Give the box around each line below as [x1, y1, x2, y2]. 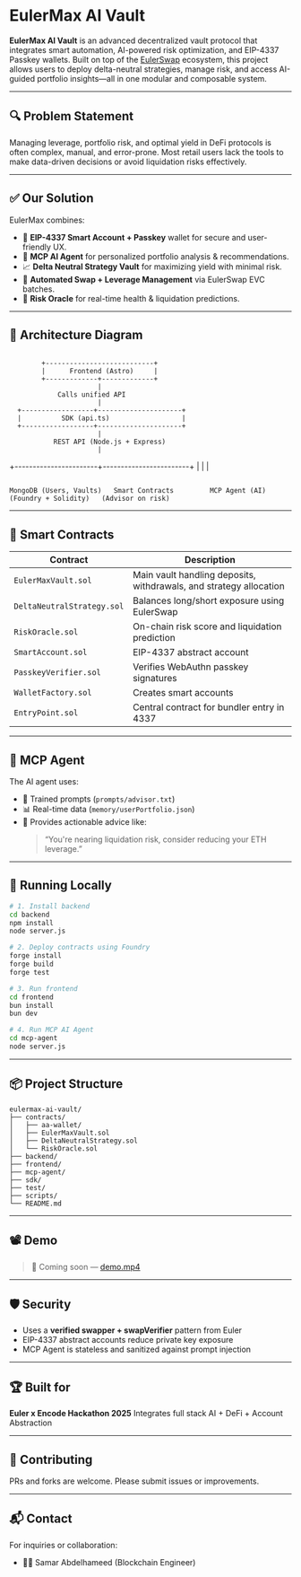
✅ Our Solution [9, 190, 94, 206]
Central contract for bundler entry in [133, 701, 285, 714]
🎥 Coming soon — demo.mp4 [30, 1261, 141, 1272]
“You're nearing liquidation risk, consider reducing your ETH [44, 834, 267, 845]
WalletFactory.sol [13, 688, 92, 698]
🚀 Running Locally [9, 878, 112, 893]
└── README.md [9, 1199, 63, 1208]
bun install [9, 1001, 54, 1010]
